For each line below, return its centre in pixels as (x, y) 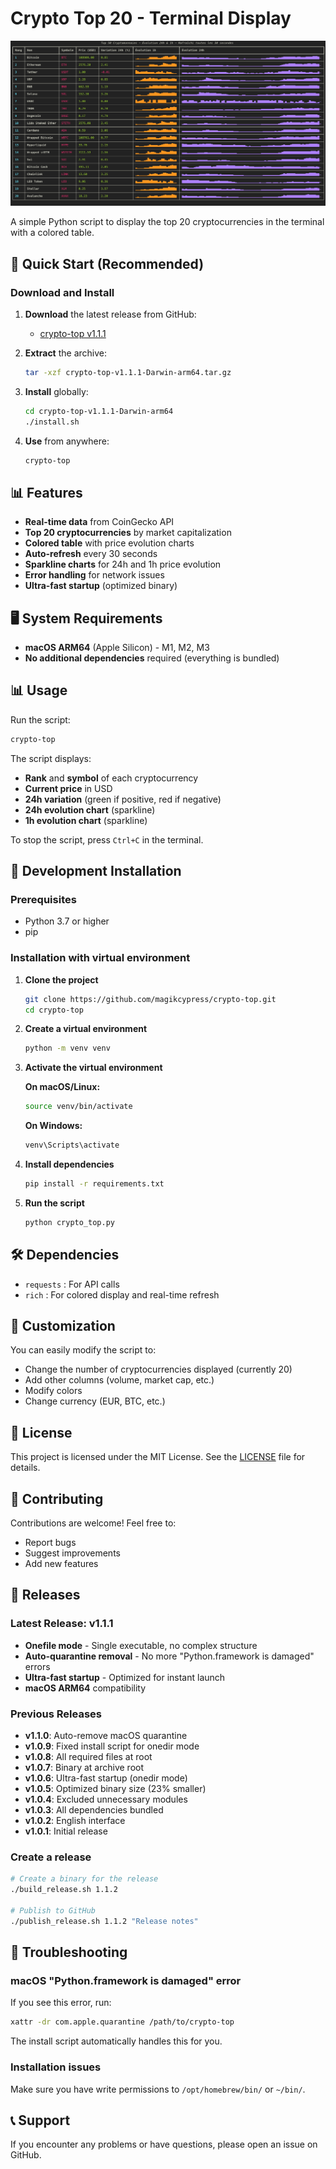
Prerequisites (43, 900)
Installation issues (56, 2067)
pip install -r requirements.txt (94, 1184)
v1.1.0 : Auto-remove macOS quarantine (106, 1736)
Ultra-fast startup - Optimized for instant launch (125, 1677)
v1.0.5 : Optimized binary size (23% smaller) (115, 1789)
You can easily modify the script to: (83, 1350)
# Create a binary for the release (84, 1879)
